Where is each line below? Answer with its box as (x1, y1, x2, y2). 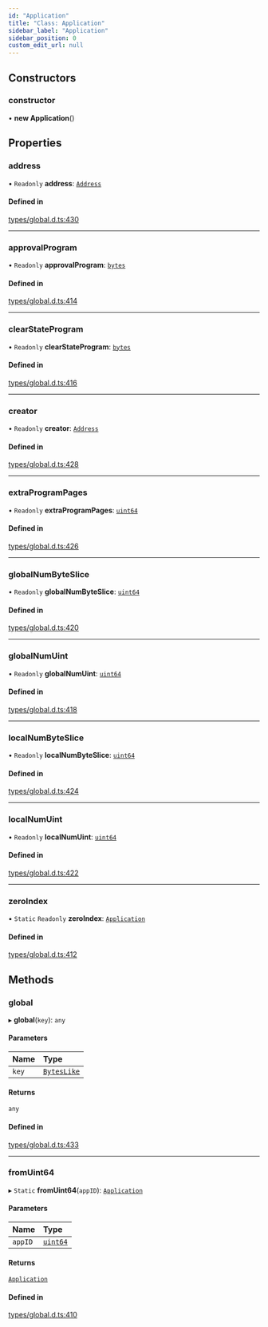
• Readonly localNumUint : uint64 (8, 832, 117, 842)
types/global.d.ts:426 (8, 541, 79, 551)
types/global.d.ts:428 (8, 460, 79, 469)
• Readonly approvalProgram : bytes (8, 261, 126, 269)
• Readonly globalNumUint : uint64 (8, 668, 122, 678)
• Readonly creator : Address (8, 424, 99, 432)
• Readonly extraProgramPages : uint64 (8, 505, 138, 515)
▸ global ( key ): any (8, 1014, 66, 1024)
